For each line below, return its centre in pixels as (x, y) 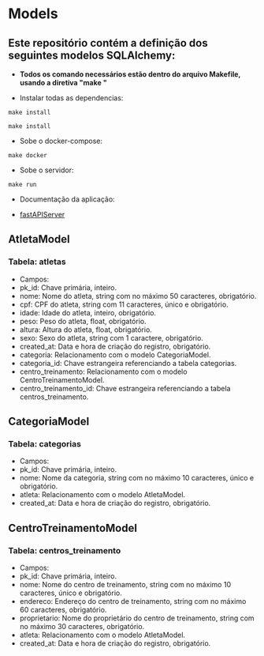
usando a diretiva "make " (63, 83)
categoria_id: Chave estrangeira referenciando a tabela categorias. (128, 363)
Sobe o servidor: (46, 170)
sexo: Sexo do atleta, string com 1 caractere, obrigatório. (111, 337)
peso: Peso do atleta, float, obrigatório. (83, 321)
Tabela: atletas (37, 262)
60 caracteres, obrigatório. (63, 610)
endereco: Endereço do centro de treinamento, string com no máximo (133, 601)
